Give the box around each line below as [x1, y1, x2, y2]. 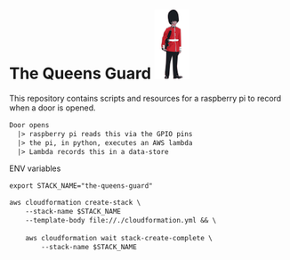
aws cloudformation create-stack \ [9, 198, 141, 207]
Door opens [9, 120, 50, 129]
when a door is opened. [9, 102, 96, 113]
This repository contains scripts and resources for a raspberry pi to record [9, 93, 282, 103]
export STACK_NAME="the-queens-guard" [9, 181, 153, 191]
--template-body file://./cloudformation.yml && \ [25, 215, 217, 224]
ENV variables [9, 163, 61, 174]
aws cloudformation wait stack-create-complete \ [25, 233, 213, 242]
